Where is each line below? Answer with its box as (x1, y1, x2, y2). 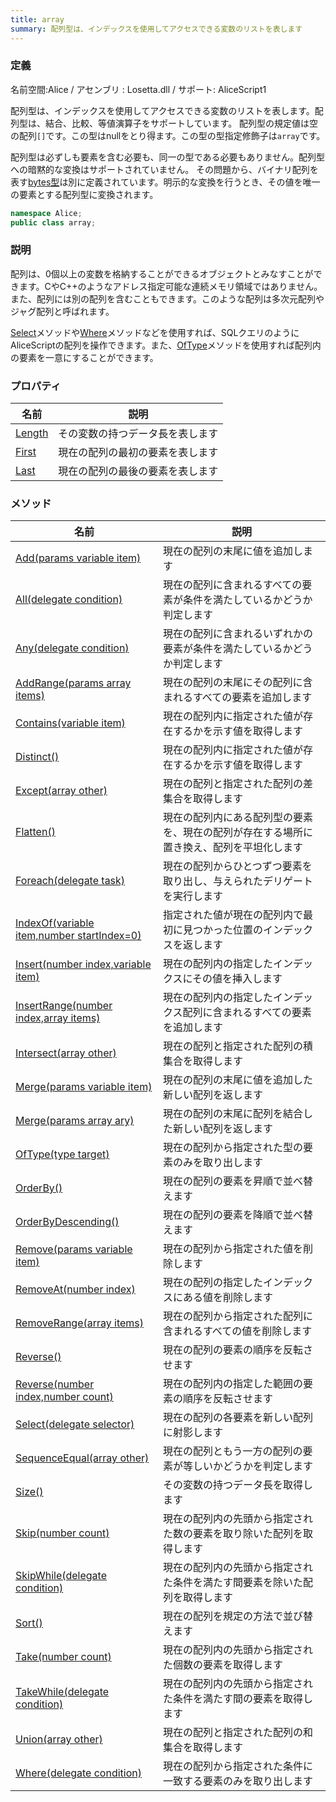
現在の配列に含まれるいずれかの (162, 627, 313, 641)
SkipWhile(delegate (15, 1569, 107, 1583)
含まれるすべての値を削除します (162, 1324, 313, 1338)
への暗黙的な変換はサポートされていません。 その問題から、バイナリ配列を (10, 163, 319, 175)
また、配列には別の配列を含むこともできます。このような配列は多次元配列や (10, 292, 325, 305)
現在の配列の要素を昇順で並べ (162, 1174, 303, 1188)
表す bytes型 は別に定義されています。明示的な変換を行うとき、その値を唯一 (10, 176, 321, 188)
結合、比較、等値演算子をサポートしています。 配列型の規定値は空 (44, 117, 319, 129)
